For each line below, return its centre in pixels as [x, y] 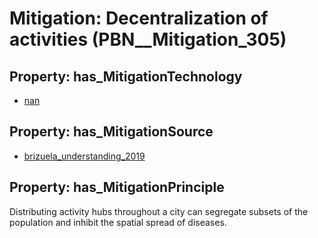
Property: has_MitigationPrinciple [117, 187]
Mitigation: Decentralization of [139, 18]
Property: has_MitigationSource [111, 132]
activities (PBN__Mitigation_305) [148, 39]
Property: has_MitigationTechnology [126, 76]
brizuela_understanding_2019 [84, 156]
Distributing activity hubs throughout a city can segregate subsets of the [159, 211]
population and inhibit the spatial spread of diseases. [118, 222]
